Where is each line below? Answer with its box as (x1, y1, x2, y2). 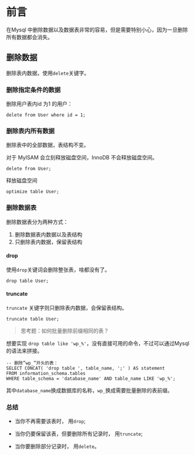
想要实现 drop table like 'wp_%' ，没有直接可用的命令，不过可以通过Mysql (6, 340, 190, 347)
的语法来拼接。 (6, 347, 43, 354)
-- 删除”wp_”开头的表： (6, 360, 58, 366)
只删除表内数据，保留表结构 (14, 238, 83, 245)
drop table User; (6, 278, 49, 284)
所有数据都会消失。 (6, 33, 53, 40)
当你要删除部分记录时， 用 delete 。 (14, 443, 100, 450)
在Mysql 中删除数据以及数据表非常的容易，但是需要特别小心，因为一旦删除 (6, 26, 188, 33)
